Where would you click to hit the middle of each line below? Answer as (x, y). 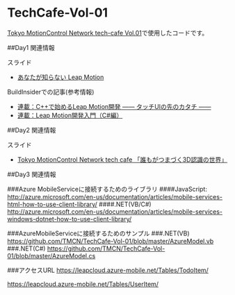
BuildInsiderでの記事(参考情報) (51, 92)
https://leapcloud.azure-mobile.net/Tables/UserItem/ (83, 284)
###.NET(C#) (26, 248)
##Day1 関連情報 (31, 47)
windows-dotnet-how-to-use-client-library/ (70, 219)
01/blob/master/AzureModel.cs (51, 255)
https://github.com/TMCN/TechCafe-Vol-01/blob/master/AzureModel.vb (111, 241)
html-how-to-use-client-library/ (52, 204)
